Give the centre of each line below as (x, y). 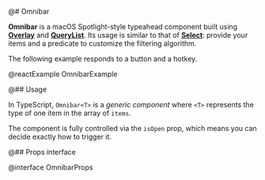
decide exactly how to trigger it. (60, 137)
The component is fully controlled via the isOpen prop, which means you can (132, 128)
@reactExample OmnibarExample (63, 74)
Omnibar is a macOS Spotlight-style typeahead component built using (123, 26)
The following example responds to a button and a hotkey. (103, 59)
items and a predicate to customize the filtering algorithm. (102, 43)
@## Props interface (42, 152)
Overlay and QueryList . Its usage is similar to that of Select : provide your (128, 35)
